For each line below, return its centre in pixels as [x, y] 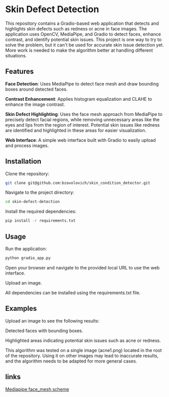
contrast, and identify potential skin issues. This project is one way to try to [83, 39]
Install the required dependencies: [41, 212]
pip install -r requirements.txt [40, 221]
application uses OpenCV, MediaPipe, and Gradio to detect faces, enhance [83, 34]
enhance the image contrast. [35, 104]
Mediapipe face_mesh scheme [37, 389]
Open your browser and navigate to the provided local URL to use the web [82, 267]
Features [19, 72]
